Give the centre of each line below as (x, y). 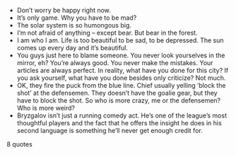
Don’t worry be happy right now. (64, 10)
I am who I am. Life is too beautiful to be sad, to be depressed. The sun (120, 40)
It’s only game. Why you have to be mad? (77, 18)
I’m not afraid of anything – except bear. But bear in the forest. (107, 33)
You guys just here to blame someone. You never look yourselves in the (121, 55)
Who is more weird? (46, 108)
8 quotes (19, 144)
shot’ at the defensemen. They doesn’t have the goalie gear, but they (117, 93)
